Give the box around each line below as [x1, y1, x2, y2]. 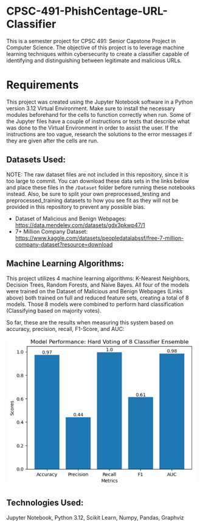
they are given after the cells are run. [6, 137, 98, 144]
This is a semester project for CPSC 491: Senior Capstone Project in [6, 37, 176, 44]
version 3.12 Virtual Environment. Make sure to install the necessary [6, 105, 176, 112]
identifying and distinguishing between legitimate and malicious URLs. [6, 57, 182, 64]
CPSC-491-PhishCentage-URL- [6, 4, 168, 18]
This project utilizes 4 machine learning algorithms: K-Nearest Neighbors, [6, 274, 190, 282]
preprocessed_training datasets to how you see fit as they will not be [6, 197, 179, 204]
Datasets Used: [6, 155, 66, 165]
